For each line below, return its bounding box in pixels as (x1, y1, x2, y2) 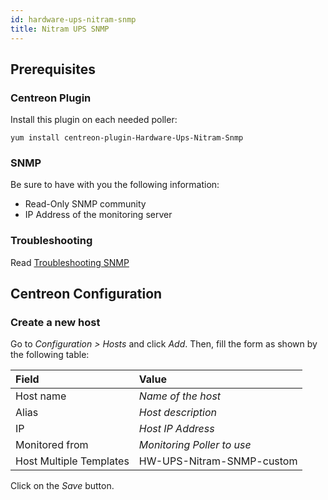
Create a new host (10, 316, 101, 330)
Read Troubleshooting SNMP (10, 256, 130, 268)
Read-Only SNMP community (24, 198, 147, 210)
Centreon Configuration (10, 286, 163, 303)
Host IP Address (138, 422, 215, 436)
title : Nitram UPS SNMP (10, 24, 110, 34)
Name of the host (138, 389, 222, 403)
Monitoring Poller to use (138, 438, 252, 452)
